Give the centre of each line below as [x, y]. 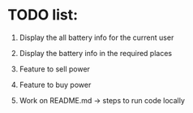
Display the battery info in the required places [95, 53]
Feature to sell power [55, 69]
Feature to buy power [55, 85]
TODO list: [43, 15]
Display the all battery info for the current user [96, 37]
